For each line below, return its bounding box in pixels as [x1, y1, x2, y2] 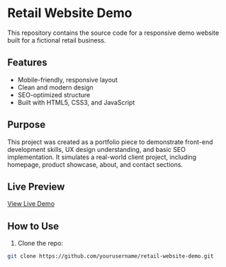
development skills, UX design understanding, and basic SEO [7, 145, 186, 153]
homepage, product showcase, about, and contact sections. [7, 160, 183, 168]
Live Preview [7, 180, 65, 192]
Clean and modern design [17, 83, 94, 92]
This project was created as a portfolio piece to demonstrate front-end [7, 137, 213, 146]
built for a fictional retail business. [7, 36, 106, 44]
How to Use [7, 220, 60, 232]
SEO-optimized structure [17, 90, 91, 99]
